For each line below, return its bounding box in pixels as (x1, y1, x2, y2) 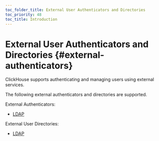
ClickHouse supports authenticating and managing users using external (5, 77, 154, 83)
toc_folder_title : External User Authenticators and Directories (5, 7, 145, 13)
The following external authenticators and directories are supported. (5, 92, 147, 98)
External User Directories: (5, 121, 59, 127)
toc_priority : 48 (5, 12, 42, 17)
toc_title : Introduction (5, 17, 58, 22)
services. (5, 82, 24, 88)
